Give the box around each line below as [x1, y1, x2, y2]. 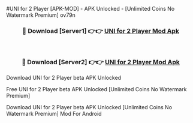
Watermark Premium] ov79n [6, 11, 76, 19]
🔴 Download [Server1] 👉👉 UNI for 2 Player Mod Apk [22, 26, 180, 35]
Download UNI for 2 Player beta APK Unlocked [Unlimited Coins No [6, 103, 173, 110]
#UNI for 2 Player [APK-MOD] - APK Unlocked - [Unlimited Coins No [6, 5, 175, 12]
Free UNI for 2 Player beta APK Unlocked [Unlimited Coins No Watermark [6, 85, 187, 92]
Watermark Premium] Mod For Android [6, 110, 102, 117]
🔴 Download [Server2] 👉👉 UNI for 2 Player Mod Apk [22, 58, 180, 67]
